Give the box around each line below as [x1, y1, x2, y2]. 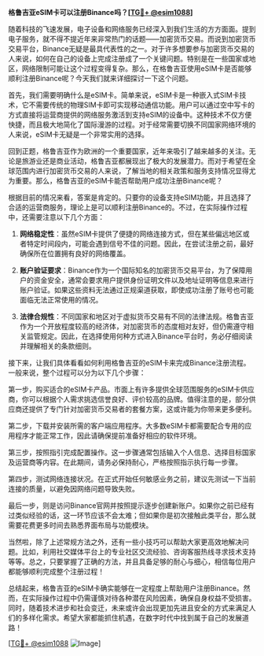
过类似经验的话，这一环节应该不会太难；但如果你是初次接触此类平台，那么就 [8, 511, 256, 520]
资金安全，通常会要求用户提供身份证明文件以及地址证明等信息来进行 [33, 276, 254, 284]
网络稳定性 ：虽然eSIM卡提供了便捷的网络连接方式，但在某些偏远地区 [19, 229, 244, 239]
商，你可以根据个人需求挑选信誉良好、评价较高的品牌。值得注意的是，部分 [8, 395, 249, 404]
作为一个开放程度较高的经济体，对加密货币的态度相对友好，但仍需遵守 [19, 322, 247, 331]
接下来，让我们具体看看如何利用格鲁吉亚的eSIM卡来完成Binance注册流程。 [8, 358, 251, 367]
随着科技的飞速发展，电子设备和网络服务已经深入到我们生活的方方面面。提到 [8, 24, 256, 34]
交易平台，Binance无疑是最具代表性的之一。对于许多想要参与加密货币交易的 [8, 44, 255, 54]
